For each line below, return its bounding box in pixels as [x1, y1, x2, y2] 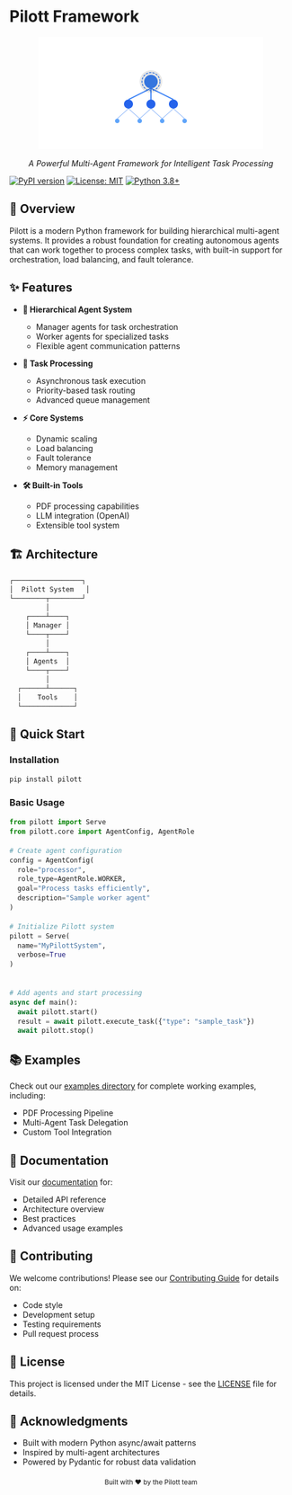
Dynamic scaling [35, 433, 98, 444]
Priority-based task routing [35, 385, 136, 396]
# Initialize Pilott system [9, 921, 115, 931]
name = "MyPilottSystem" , [17, 941, 106, 950]
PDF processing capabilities [35, 501, 139, 512]
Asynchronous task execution [35, 375, 146, 386]
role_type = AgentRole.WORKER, [17, 875, 127, 884]
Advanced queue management [35, 394, 151, 405]
